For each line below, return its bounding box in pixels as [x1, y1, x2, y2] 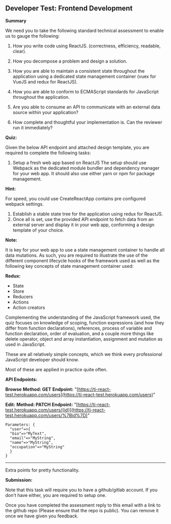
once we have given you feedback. [5, 513, 79, 519]
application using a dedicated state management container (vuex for [12, 73, 156, 79]
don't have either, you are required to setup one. [5, 492, 107, 498]
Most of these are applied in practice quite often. [5, 366, 108, 372]
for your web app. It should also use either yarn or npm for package [12, 170, 155, 176]
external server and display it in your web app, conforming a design [12, 222, 155, 228]
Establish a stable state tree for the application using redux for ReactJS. [12, 211, 163, 217]
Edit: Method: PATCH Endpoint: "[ [5, 401, 78, 407]
